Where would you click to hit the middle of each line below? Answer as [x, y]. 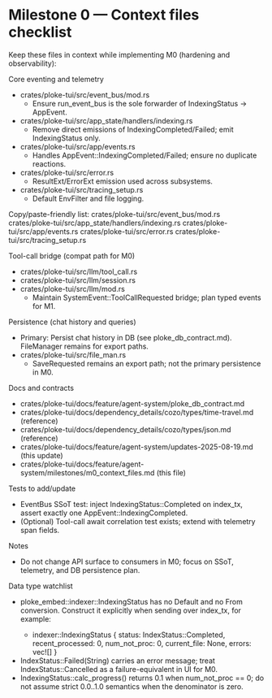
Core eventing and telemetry [56, 79]
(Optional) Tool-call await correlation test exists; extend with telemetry [138, 521]
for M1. [44, 306]
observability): [32, 63]
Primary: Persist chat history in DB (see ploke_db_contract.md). [126, 337]
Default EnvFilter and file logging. [88, 198]
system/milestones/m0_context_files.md [87, 472]
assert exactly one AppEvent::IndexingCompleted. [104, 513]
